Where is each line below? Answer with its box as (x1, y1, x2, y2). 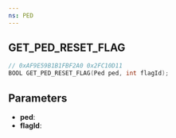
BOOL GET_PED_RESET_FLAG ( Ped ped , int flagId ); (8, 69, 170, 78)
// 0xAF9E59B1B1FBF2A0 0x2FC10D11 (8, 62, 123, 70)
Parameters (8, 91, 68, 105)
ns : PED (8, 11, 34, 20)
